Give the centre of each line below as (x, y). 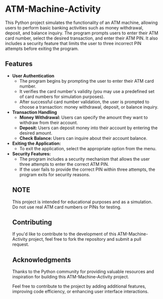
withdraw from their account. (49, 122)
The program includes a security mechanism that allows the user (85, 159)
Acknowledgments (41, 260)
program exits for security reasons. (55, 174)
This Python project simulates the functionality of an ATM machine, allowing (81, 23)
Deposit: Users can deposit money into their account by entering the (88, 128)
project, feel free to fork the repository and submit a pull (85, 239)
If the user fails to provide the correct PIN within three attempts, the (87, 169)
